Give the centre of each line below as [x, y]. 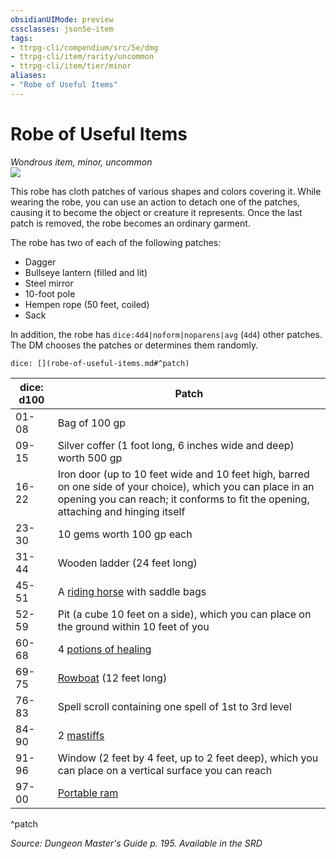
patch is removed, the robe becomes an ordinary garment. [130, 223]
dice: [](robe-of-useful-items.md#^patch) [100, 363]
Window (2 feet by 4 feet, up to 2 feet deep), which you [188, 758]
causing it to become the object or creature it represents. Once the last [156, 212]
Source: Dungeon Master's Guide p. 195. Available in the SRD [136, 843]
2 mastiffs [81, 735]
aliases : [28, 76]
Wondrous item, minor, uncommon [81, 162]
